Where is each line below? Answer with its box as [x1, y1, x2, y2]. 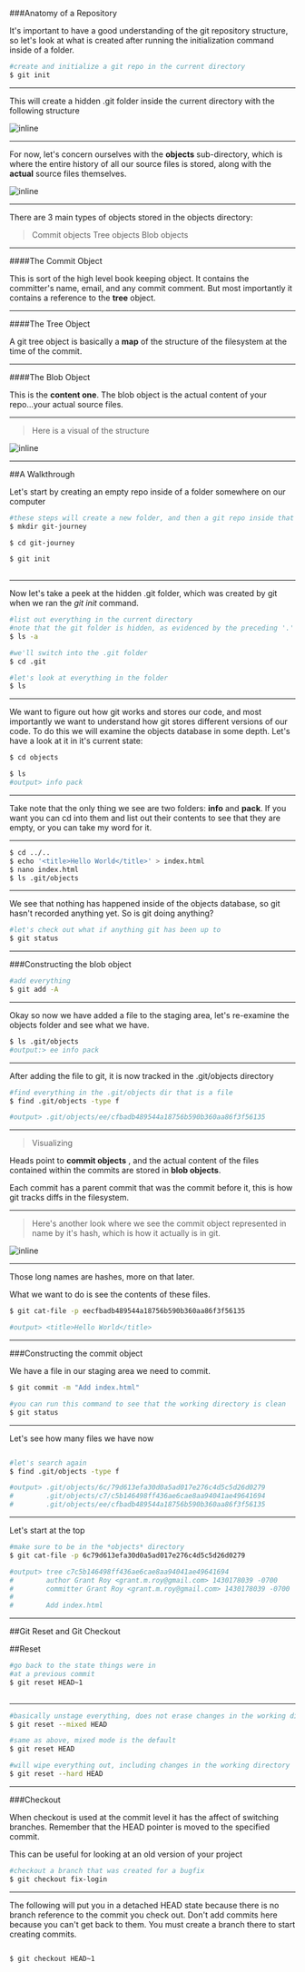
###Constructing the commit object [9, 1348, 143, 1359]
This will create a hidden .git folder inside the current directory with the [9, 95, 275, 106]
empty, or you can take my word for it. [9, 821, 152, 833]
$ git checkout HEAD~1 [9, 1954, 95, 1963]
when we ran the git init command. [9, 598, 139, 609]
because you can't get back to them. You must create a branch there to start [9, 1918, 296, 1929]
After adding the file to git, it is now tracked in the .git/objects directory [9, 1070, 274, 1081]
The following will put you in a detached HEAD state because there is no [9, 1899, 280, 1910]
